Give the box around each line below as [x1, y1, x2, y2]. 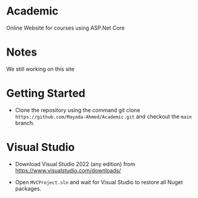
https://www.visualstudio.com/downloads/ [15, 167, 121, 174]
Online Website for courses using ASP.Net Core [6, 24, 125, 31]
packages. [15, 185, 42, 192]
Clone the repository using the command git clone [15, 106, 140, 113]
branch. [15, 119, 35, 126]
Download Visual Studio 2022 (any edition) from [15, 160, 136, 167]
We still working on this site [6, 65, 74, 72]
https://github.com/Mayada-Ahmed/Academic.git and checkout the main [15, 113, 192, 120]
